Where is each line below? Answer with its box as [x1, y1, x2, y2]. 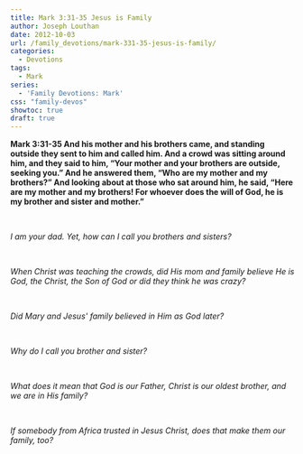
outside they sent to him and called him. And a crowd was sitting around [10, 148, 286, 159]
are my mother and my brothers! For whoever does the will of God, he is [10, 187, 284, 198]
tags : [10, 64, 31, 73]
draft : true [10, 114, 55, 123]
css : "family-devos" [10, 97, 88, 107]
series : [10, 80, 40, 89]
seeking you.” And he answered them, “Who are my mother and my [10, 168, 269, 179]
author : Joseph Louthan [10, 22, 100, 31]
